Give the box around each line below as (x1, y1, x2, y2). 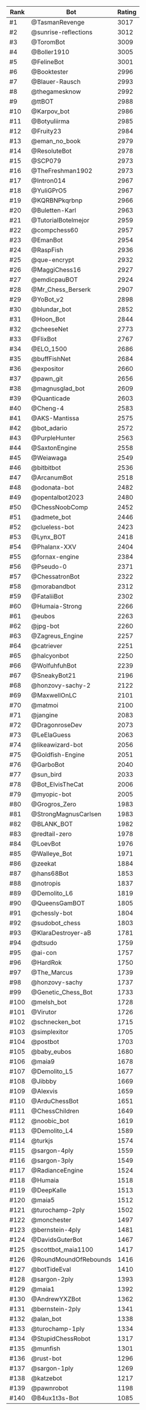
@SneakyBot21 (31, 671, 76, 680)
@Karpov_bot (31, 107, 70, 115)
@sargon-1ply (31, 1364, 74, 1372)
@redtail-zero (31, 830, 72, 838)
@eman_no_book (31, 137, 81, 145)
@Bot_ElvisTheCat (31, 780, 84, 788)
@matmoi (31, 701, 59, 709)
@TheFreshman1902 (31, 167, 92, 175)
